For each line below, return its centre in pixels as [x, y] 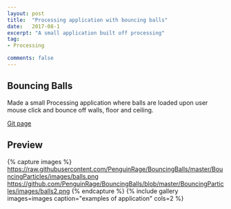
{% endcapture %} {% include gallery [125, 191]
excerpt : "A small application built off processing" [86, 33]
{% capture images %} [40, 161]
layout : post [26, 13]
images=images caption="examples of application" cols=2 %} [96, 198]
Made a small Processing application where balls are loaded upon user [108, 102]
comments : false [30, 58]
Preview [25, 145]
